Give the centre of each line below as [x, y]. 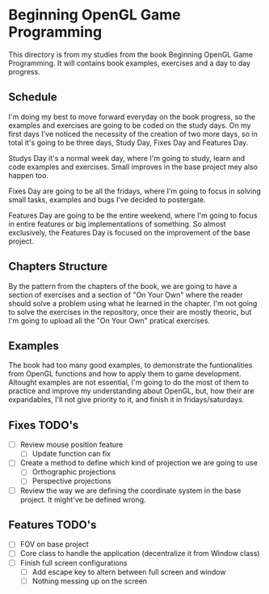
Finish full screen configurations [74, 562]
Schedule [33, 98]
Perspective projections [71, 481]
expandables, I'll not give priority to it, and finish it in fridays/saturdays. [126, 400]
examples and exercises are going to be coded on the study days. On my [130, 125]
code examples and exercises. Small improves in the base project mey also [133, 167]
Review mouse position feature [71, 445]
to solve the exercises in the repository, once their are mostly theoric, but [130, 312]
